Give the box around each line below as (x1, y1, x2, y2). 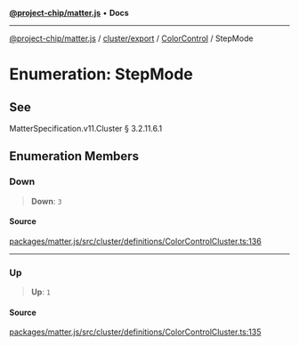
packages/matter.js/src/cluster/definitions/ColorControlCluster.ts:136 (9, 236, 263, 246)
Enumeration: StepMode (9, 64, 194, 84)
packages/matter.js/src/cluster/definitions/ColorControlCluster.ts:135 (9, 326, 262, 337)
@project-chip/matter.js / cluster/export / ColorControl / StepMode (9, 33, 254, 44)
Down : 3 (30, 196, 62, 206)
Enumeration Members (9, 149, 140, 164)
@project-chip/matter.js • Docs (9, 8, 129, 18)
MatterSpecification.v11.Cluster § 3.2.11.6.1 (9, 124, 163, 133)
